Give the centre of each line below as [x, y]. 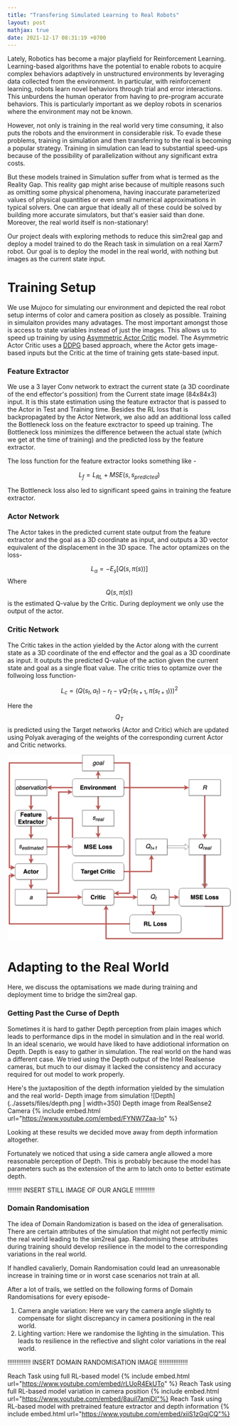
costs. [16, 163]
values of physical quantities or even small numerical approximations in [112, 200]
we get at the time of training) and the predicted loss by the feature [106, 440]
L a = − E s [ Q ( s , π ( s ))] [119, 569]
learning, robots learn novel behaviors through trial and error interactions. [115, 89]
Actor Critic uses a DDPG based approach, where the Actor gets [101, 345]
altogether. [23, 1139]
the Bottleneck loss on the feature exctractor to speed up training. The [110, 424]
